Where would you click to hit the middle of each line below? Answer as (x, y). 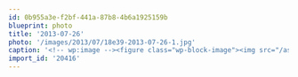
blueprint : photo (40, 26)
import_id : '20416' (44, 58)
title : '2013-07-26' (47, 34)
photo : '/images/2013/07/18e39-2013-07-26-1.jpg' (102, 42)
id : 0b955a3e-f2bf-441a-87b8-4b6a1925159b (88, 17)
